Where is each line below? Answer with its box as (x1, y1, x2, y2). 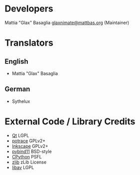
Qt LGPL (11, 132, 29, 138)
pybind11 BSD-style (11, 148, 52, 154)
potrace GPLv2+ (11, 137, 46, 143)
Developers (4, 3, 53, 15)
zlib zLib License (11, 159, 47, 165)
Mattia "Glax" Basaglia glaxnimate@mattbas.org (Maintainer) (4, 20, 130, 26)
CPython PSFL (11, 153, 42, 159)
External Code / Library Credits (4, 116, 136, 127)
